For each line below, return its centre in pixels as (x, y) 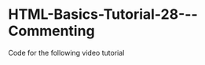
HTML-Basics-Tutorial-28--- (103, 14)
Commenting (52, 31)
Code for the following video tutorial (66, 52)
